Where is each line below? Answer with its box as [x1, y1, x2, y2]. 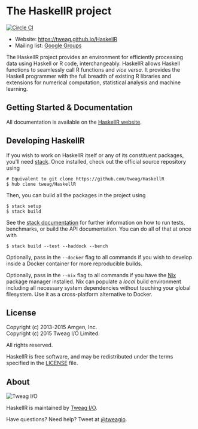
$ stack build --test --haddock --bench [6, 243, 109, 249]
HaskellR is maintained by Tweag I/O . [6, 405, 98, 412]
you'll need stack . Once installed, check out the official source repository [6, 158, 187, 165]
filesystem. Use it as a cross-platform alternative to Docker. [6, 290, 153, 298]
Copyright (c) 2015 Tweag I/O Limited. [6, 330, 100, 337]
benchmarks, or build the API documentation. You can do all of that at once [6, 225, 191, 232]
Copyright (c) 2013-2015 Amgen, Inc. [6, 324, 98, 331]
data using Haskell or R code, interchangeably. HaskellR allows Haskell [6, 60, 181, 67]
